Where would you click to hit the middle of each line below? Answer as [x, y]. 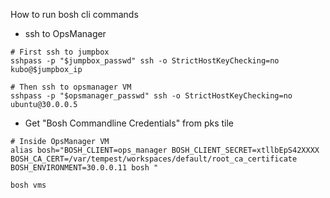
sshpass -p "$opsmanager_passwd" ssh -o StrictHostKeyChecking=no [151, 96]
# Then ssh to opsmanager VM [71, 87]
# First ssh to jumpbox [60, 52]
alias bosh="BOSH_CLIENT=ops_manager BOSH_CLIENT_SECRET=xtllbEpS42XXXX [165, 150]
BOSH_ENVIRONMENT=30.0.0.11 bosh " [84, 168]
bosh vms [28, 185]
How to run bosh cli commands [74, 14]
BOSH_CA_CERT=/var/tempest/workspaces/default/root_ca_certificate [154, 159]
